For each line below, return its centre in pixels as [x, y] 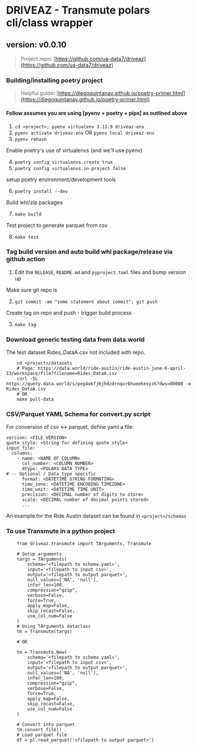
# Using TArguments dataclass [54, 626]
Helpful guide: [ [40, 93]
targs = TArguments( [42, 559]
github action [26, 259]
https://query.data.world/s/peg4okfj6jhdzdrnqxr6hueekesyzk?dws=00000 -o [99, 384]
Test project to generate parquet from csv [57, 225]
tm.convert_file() [39, 730]
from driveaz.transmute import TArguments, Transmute [84, 543]
